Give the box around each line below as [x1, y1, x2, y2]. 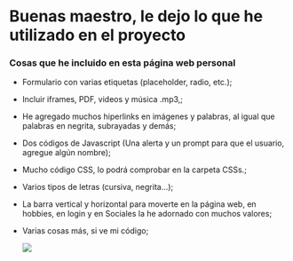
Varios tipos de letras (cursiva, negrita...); [21, 182, 174, 193]
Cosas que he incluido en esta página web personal [9, 57, 236, 69]
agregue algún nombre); [21, 147, 111, 158]
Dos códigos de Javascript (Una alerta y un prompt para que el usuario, [21, 138, 285, 148]
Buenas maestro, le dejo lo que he [9, 6, 264, 27]
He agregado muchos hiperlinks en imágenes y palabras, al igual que [21, 111, 275, 122]
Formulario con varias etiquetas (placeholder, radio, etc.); [21, 77, 233, 88]
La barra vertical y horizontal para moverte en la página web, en [21, 199, 257, 210]
